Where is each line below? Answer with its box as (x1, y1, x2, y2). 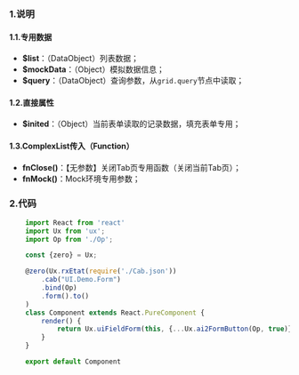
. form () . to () (41, 291, 90, 300)
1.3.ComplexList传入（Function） (9, 140, 135, 151)
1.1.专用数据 (9, 31, 53, 42)
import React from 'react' (25, 218, 125, 227)
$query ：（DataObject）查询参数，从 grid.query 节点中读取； (21, 76, 245, 86)
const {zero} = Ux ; (25, 251, 98, 259)
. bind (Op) (41, 283, 77, 292)
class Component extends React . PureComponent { (25, 308, 205, 317)
